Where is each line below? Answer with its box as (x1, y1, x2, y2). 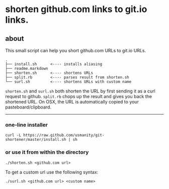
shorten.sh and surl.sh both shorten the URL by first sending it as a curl (5, 88, 156, 94)
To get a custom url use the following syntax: (5, 169, 99, 175)
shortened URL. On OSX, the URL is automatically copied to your (5, 99, 139, 105)
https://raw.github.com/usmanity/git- (23, 133, 105, 138)
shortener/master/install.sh (5, 137, 66, 142)
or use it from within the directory (5, 149, 89, 156)
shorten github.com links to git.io (5, 4, 147, 15)
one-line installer (5, 121, 48, 128)
